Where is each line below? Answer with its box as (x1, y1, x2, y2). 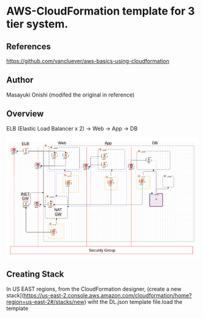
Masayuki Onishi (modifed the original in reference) (6, 91, 135, 98)
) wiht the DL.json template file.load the (84, 298, 182, 305)
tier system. (6, 17, 69, 31)
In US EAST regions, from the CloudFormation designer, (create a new (6, 285, 182, 293)
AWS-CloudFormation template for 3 (6, 4, 195, 18)
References (6, 41, 51, 52)
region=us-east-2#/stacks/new (6, 298, 85, 305)
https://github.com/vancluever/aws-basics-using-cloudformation (6, 58, 170, 64)
